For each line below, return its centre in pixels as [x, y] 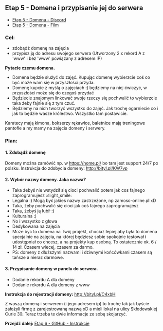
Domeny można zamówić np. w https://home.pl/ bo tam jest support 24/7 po [82, 163]
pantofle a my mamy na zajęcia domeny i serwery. [55, 128]
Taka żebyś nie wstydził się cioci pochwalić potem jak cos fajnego [78, 190]
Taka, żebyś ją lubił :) [33, 211]
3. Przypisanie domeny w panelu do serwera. [52, 269]
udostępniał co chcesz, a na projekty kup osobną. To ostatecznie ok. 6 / [84, 242]
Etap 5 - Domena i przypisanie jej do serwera [74, 8]
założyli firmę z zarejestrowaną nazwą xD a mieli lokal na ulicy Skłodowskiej [81, 309]
